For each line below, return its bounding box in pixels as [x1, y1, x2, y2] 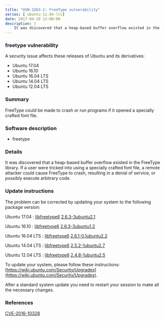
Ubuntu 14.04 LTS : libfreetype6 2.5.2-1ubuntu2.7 [5, 242, 105, 248]
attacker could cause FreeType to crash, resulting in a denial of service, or [5, 170, 156, 176]
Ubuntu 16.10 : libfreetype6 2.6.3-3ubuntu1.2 [5, 223, 95, 229]
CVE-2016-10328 [5, 310, 40, 316]
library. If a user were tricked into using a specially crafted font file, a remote [5, 165, 160, 171]
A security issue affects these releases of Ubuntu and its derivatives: [5, 53, 145, 59]
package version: [5, 204, 40, 210]
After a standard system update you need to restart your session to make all [5, 281, 159, 287]
